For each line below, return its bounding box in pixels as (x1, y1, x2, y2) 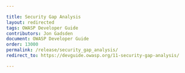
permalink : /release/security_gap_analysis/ (6, 47, 118, 53)
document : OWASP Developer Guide (6, 36, 89, 42)
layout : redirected (6, 19, 55, 26)
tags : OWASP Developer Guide (6, 25, 79, 31)
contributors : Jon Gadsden (6, 30, 73, 36)
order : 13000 (6, 42, 39, 47)
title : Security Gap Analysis (6, 14, 81, 20)
